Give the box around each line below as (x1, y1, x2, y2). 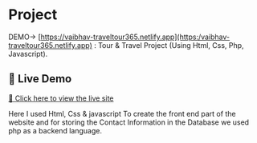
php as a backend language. (8, 125, 103, 135)
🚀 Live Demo (8, 72, 72, 85)
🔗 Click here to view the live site (8, 93, 114, 103)
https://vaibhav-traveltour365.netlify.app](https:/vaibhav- (40, 32, 230, 42)
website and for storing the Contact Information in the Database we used (8, 117, 250, 127)
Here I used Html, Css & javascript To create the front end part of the (8, 109, 236, 118)
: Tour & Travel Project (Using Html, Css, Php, (93, 40, 244, 50)
